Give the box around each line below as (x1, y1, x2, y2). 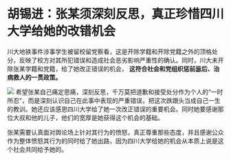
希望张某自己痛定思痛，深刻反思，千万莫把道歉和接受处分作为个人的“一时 (15, 87, 223, 96)
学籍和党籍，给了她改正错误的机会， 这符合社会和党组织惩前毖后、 (25, 65, 214, 73)
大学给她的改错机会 (7, 23, 116, 39)
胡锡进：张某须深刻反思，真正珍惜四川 (7, 6, 225, 22)
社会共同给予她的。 (12, 145, 67, 153)
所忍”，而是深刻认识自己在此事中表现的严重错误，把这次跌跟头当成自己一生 (7, 96, 221, 104)
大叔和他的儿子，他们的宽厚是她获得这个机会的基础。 (12, 113, 164, 122)
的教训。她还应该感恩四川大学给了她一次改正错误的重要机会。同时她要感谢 (7, 104, 218, 113)
